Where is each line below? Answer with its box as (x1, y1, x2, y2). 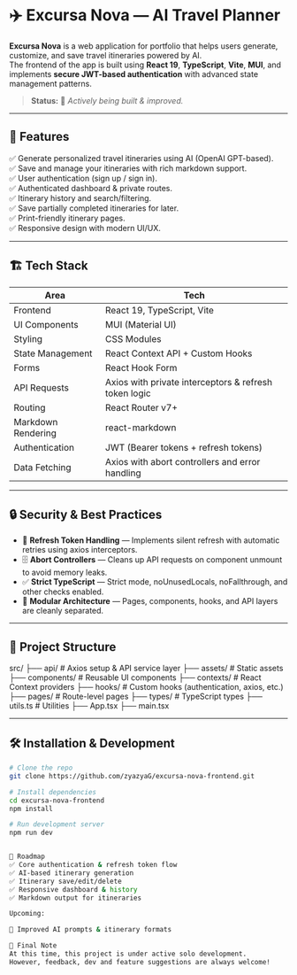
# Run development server (9, 820, 104, 829)
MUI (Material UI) (104, 318, 177, 330)
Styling (13, 332, 42, 344)
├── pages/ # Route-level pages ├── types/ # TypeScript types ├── (9, 691, 263, 702)
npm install (9, 804, 53, 813)
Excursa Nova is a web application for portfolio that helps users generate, (9, 40, 278, 51)
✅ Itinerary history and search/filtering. (9, 192, 152, 203)
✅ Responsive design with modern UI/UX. (9, 222, 162, 233)
